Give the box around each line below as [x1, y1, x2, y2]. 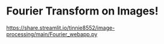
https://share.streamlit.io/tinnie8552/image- [6, 24, 115, 31]
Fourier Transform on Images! [6, 4, 159, 18]
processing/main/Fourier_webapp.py [6, 30, 98, 37]
